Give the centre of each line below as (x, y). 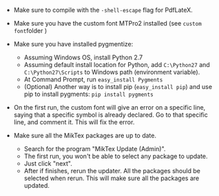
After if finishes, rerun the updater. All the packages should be (112, 171)
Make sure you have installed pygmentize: (73, 44)
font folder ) (30, 31)
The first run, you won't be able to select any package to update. (116, 156)
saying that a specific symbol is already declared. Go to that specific (111, 115)
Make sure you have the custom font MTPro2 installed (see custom (107, 23)
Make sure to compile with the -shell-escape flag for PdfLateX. (103, 10)
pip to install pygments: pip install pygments (88, 94)
